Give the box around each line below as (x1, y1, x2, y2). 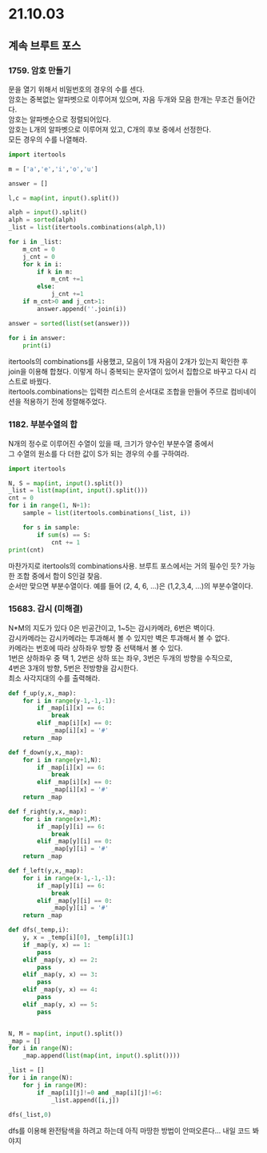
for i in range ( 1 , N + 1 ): (8, 502, 91, 510)
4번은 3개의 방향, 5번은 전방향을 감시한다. (8, 663, 138, 673)
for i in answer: (8, 334, 66, 342)
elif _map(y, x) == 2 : (22, 956, 98, 964)
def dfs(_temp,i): (8, 926, 70, 934)
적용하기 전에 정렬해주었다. (22, 397, 107, 407)
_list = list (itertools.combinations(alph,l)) (8, 224, 166, 232)
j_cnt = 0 (22, 253, 56, 261)
